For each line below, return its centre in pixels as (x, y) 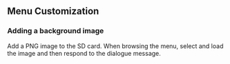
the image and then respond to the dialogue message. (84, 53)
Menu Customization (53, 11)
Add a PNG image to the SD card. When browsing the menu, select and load (115, 46)
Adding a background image (56, 31)
